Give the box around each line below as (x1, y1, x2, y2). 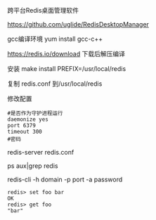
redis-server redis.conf (7, 148, 74, 156)
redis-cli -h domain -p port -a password (7, 175, 123, 183)
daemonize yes (7, 116, 49, 123)
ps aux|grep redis (7, 162, 58, 170)
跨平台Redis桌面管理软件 (7, 6, 79, 14)
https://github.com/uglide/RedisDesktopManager (7, 20, 150, 28)
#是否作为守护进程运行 (7, 110, 63, 117)
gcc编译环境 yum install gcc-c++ (7, 34, 103, 43)
